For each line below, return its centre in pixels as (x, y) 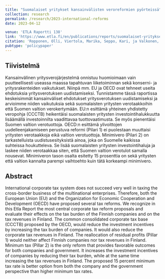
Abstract (19, 176)
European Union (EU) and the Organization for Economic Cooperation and (80, 199)
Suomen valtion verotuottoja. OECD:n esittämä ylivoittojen (64, 124)
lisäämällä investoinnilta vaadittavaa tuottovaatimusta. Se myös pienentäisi (80, 119)
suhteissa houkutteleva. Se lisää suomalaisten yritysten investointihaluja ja (80, 145)
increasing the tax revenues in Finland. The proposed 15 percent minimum (80, 261)
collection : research (27, 14)
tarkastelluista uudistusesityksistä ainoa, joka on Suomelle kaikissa (73, 140)
